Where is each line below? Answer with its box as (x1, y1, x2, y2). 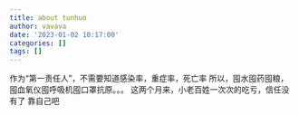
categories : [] (9, 38, 67, 48)
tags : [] (9, 47, 43, 56)
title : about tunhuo (9, 13, 88, 23)
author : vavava (9, 22, 67, 31)
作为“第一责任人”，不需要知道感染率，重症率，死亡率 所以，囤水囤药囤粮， (9, 73, 289, 84)
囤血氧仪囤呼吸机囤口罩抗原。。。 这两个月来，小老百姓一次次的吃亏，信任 (9, 84, 282, 95)
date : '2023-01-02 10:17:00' (9, 30, 120, 39)
